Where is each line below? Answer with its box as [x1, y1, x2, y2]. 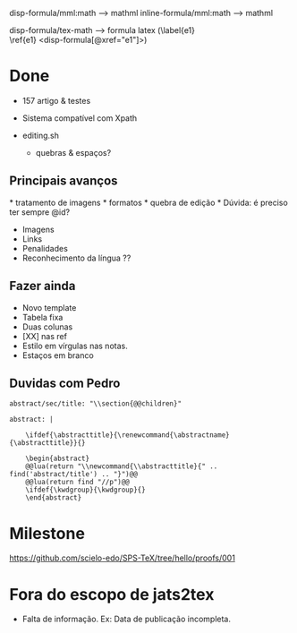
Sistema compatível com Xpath [21, 112, 138, 124]
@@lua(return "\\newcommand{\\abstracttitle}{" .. [25, 462, 218, 471]
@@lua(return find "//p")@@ [25, 478, 130, 487]
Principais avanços [9, 174, 118, 189]
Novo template [21, 302, 77, 312]
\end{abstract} [25, 493, 82, 502]
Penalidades [21, 243, 69, 253]
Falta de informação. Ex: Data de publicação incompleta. [21, 613, 231, 625]
